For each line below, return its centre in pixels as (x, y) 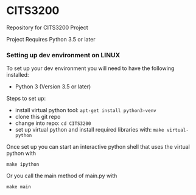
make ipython (23, 165)
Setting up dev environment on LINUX (63, 55)
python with (21, 154)
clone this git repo (38, 117)
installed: (18, 75)
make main (19, 187)
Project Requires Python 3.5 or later (51, 39)
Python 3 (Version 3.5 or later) (53, 87)
